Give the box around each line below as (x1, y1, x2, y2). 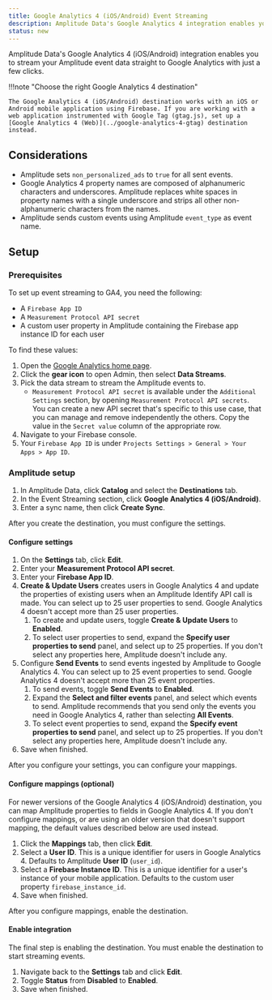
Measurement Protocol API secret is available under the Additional (32, 386, 257, 396)
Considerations (8, 148, 88, 162)
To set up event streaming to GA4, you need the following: (8, 287, 202, 297)
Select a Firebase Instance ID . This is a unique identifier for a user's (19, 865, 249, 874)
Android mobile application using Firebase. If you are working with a (8, 105, 255, 114)
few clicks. (8, 67, 45, 76)
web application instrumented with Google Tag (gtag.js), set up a (8, 112, 241, 120)
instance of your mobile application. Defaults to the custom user (19, 873, 235, 882)
